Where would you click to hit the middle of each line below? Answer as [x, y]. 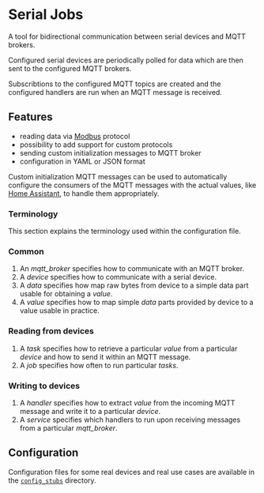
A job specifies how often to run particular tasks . [99, 365]
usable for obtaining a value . [66, 294]
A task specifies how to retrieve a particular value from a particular [128, 348]
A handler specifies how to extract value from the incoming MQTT [127, 403]
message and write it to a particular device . [90, 411]
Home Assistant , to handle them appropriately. [84, 193]
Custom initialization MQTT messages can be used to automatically [118, 176]
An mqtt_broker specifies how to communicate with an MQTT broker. [132, 269]
